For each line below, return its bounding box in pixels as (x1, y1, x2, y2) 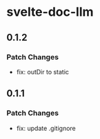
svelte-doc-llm (6, 4, 94, 20)
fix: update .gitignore (16, 124, 77, 132)
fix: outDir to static (16, 67, 70, 76)
